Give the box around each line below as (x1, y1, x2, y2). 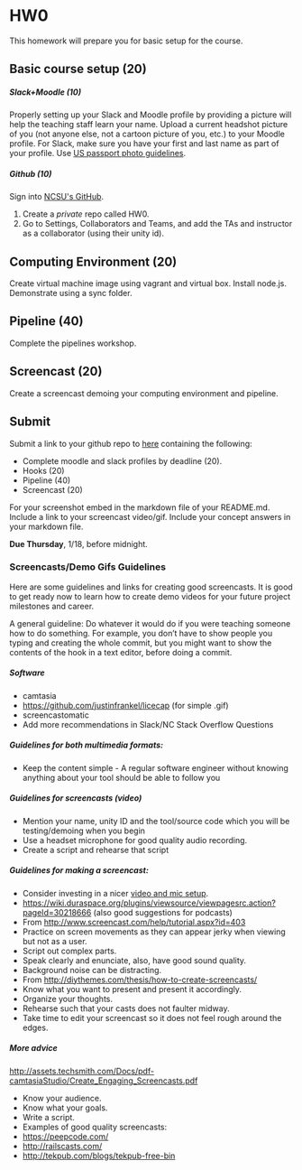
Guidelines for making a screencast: (9, 865, 149, 876)
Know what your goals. (22, 1102, 108, 1113)
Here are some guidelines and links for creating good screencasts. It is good (9, 581, 293, 592)
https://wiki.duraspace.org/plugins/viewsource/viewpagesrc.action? (22, 897, 277, 908)
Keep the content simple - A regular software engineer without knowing (22, 762, 288, 773)
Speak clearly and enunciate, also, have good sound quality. (22, 954, 246, 966)
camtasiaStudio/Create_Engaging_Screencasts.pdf (9, 1075, 198, 1086)
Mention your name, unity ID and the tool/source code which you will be (22, 815, 290, 826)
